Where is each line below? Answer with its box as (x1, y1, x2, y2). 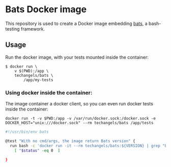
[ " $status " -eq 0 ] (14, 148, 60, 153)
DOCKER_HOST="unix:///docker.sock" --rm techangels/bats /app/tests (5, 121, 154, 126)
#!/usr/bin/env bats (5, 129, 49, 134)
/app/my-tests (23, 77, 53, 82)
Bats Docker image (5, 4, 87, 15)
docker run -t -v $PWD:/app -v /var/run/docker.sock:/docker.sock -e (5, 116, 156, 121)
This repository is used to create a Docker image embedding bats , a (5, 20, 148, 26)
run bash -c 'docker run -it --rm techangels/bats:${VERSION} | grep (10, 143, 160, 148)
